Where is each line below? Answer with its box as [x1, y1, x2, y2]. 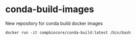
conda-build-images [5, 4, 94, 15]
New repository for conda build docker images [5, 20, 103, 26]
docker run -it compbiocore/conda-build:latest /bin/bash [5, 30, 131, 35]
